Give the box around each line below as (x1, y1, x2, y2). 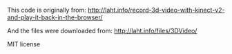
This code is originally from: (7, 6, 86, 14)
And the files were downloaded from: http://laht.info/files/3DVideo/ (7, 27, 197, 35)
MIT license (7, 40, 41, 48)
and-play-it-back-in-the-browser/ (7, 13, 103, 21)
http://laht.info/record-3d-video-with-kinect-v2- (87, 6, 225, 14)
